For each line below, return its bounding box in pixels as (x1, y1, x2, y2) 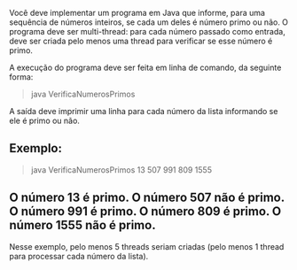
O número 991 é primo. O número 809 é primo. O (9, 204, 282, 220)
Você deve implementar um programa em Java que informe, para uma (9, 8, 266, 18)
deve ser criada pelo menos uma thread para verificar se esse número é (9, 35, 273, 46)
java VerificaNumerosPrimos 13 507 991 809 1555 (30, 164, 213, 175)
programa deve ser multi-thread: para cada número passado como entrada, (9, 27, 285, 36)
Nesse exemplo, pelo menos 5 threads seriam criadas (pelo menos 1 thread (9, 241, 285, 251)
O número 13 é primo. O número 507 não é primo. (9, 190, 285, 205)
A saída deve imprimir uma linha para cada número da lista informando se (9, 106, 278, 116)
